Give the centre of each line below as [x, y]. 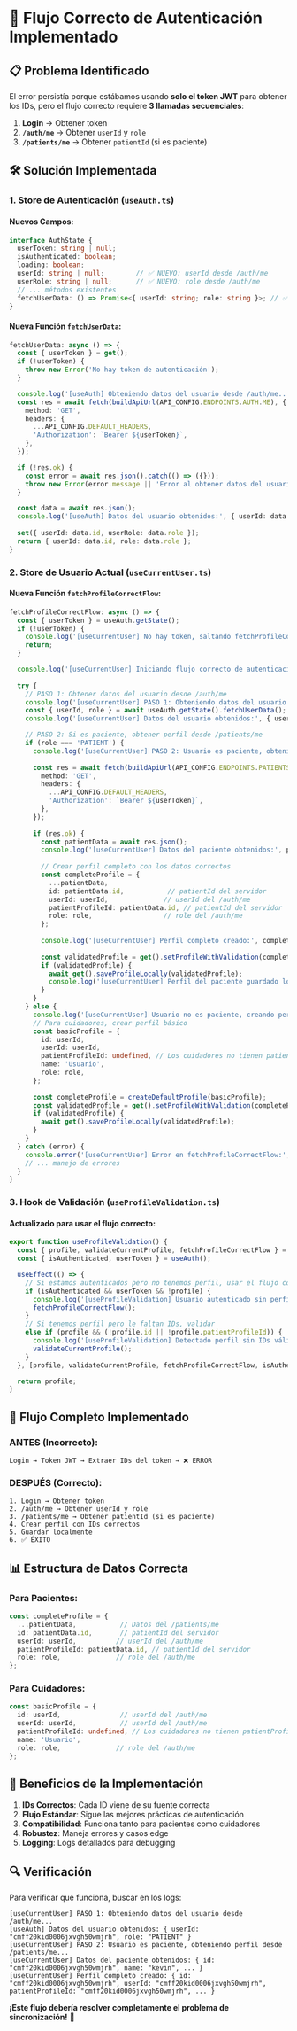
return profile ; [47, 1381]
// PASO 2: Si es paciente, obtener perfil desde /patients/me [144, 735]
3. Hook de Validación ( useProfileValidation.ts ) [115, 1202]
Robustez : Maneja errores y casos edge [95, 1833]
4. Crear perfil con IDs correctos [75, 1525]
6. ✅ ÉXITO [30, 1540]
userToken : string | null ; [67, 249]
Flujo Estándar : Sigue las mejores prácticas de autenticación [133, 1815]
